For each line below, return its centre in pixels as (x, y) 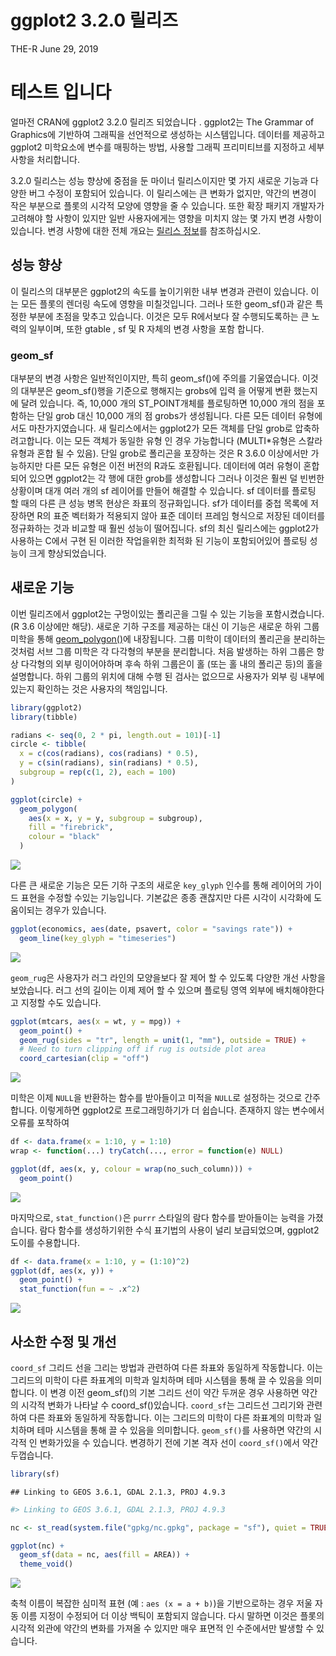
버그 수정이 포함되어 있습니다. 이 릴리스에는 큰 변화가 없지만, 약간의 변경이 (172, 193)
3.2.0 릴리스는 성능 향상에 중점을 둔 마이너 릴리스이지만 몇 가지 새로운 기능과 (159, 180)
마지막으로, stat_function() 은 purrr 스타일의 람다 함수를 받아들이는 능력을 (158, 1217)
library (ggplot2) (46, 707)
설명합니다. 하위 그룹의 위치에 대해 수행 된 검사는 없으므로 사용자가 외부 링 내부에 (167, 676)
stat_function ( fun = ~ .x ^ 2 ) (80, 1289)
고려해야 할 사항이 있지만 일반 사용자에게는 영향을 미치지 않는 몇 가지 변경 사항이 (166, 218)
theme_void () (46, 1564)
